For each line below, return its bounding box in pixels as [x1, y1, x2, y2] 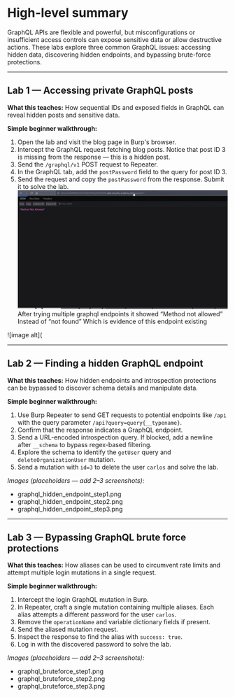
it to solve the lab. [17, 182, 69, 190]
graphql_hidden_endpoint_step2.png [17, 497, 123, 505]
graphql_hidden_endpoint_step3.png [17, 505, 123, 513]
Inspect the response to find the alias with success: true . [17, 633, 183, 641]
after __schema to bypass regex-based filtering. [17, 440, 152, 449]
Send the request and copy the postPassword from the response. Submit [17, 175, 225, 183]
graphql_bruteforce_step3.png [17, 682, 106, 691]
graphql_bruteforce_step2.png [17, 675, 106, 683]
